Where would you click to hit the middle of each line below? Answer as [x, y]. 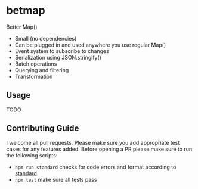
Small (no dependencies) [46, 38]
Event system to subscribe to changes [62, 51]
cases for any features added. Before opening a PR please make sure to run [99, 149]
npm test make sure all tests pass [56, 179]
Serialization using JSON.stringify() [58, 57]
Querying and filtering [42, 70]
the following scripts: [32, 155]
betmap [26, 10]
